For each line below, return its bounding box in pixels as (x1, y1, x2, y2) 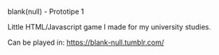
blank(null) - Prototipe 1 (7, 7, 84, 16)
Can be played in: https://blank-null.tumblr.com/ (7, 37, 165, 47)
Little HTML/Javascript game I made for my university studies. (7, 22, 212, 31)
